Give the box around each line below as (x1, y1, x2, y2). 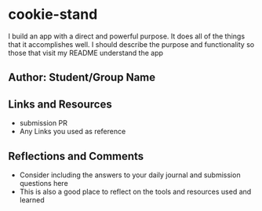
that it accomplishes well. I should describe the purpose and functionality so (8, 39, 255, 49)
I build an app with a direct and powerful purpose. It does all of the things (8, 31, 246, 41)
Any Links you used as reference (19, 127, 126, 136)
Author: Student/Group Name (8, 71, 155, 84)
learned (19, 195, 45, 205)
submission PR (19, 118, 68, 128)
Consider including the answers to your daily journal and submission (19, 170, 241, 180)
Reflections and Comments (8, 149, 144, 162)
